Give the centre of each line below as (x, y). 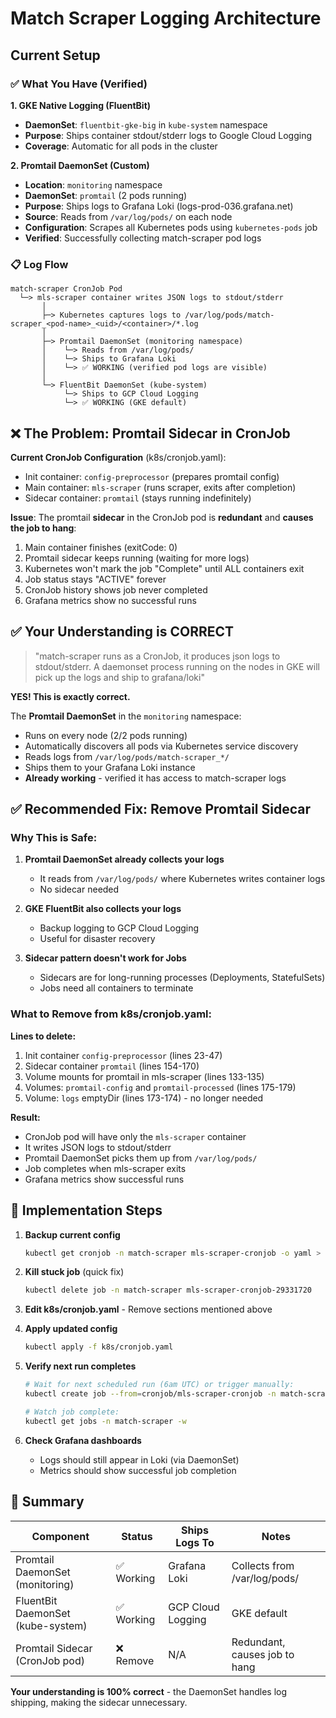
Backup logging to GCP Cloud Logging (119, 928)
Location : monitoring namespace (93, 184)
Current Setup (55, 55)
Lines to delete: (43, 1036)
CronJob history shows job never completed (116, 589)
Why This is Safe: (54, 838)
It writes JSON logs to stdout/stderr (98, 1147)
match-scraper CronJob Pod (66, 289)
